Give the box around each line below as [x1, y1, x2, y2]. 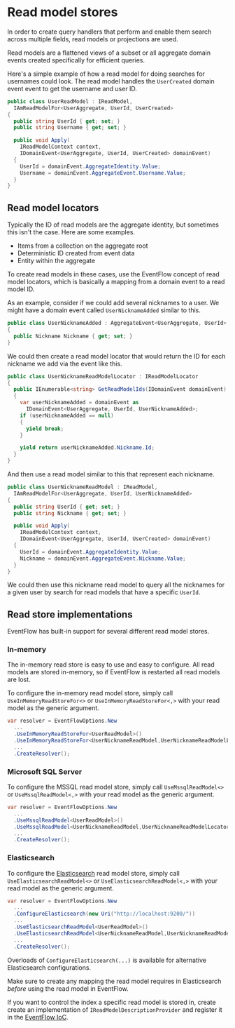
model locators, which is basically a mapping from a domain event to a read [7, 278, 225, 286]
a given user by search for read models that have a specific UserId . [7, 588, 201, 596]
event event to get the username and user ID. [7, 84, 138, 93]
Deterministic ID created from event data [17, 249, 135, 258]
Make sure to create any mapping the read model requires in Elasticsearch [7, 977, 222, 985]
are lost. [7, 675, 31, 684]
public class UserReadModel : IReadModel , [7, 98, 133, 105]
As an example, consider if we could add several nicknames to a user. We [7, 299, 220, 307]
